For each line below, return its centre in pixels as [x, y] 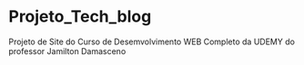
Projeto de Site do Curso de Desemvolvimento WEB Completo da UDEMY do [152, 42]
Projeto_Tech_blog [80, 17]
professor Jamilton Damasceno [67, 51]
